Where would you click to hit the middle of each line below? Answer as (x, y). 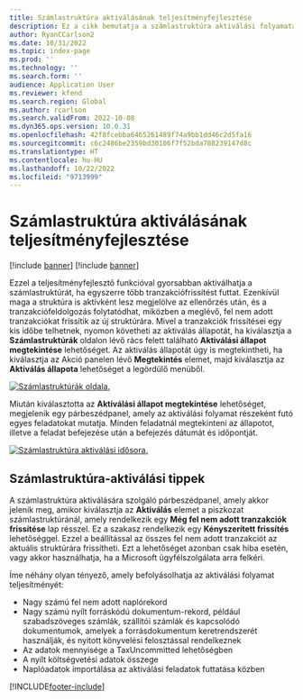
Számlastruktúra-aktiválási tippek (107, 478)
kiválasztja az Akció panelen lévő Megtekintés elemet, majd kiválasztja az (147, 359)
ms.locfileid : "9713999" (56, 177)
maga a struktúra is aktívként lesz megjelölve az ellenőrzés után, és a (138, 302)
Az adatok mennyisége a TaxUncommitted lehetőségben (128, 650)
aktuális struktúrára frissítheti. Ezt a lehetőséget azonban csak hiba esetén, (149, 548)
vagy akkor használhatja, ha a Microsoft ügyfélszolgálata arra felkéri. (137, 558)
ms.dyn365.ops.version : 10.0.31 (70, 127)
